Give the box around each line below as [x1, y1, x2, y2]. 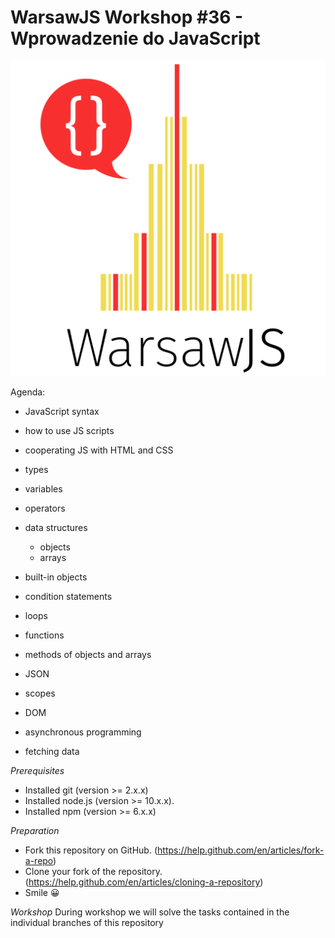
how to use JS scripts [24, 424, 115, 436]
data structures [24, 521, 88, 533]
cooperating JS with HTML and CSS [24, 444, 174, 456]
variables [24, 482, 63, 495]
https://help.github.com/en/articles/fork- [157, 844, 325, 856]
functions [24, 629, 65, 641]
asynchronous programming [24, 726, 142, 738]
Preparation [10, 824, 60, 836]
